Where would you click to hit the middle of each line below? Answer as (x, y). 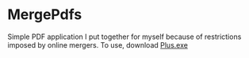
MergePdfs (45, 15)
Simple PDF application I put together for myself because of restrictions (125, 37)
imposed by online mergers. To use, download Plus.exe (98, 44)
